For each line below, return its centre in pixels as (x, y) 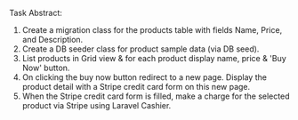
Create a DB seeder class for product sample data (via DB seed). (141, 49)
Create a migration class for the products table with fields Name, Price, (152, 30)
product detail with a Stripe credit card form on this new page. (136, 87)
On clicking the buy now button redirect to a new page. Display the (144, 77)
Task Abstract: (36, 13)
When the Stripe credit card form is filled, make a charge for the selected (156, 96)
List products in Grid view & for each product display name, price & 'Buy (154, 58)
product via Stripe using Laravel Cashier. (97, 105)
